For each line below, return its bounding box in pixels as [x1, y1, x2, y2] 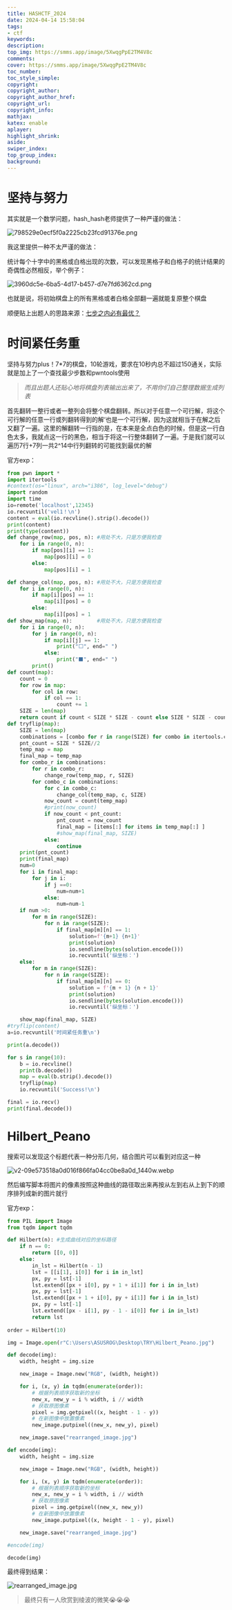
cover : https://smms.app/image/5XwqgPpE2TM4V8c [7, 62, 147, 69]
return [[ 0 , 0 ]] [32, 1249, 79, 1257]
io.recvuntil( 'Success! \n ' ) [19, 1086, 100, 1093]
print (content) [7, 521, 51, 528]
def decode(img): [7, 1352, 57, 1359]
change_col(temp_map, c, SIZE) [56, 791, 147, 798]
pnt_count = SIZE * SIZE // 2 [19, 740, 100, 746]
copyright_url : [7, 100, 51, 107]
